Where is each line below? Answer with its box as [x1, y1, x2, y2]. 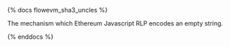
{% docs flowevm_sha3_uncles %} [7, 6, 108, 14]
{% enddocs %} [7, 32, 54, 41]
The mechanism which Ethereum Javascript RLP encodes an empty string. [7, 19, 224, 27]
